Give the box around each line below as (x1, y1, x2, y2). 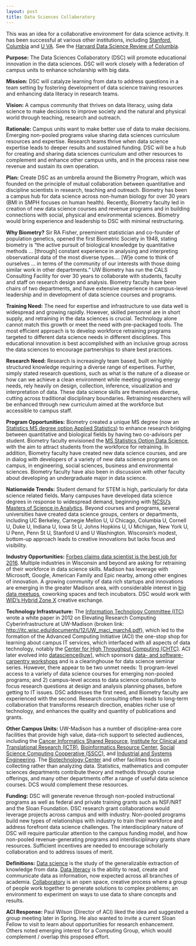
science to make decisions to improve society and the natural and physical (6, 108, 186, 115)
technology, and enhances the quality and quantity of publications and (6, 707, 176, 714)
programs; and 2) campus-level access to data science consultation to (6, 676, 177, 683)
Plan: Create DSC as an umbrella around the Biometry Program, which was (6, 174, 187, 181)
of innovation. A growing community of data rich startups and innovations (6, 578, 184, 585)
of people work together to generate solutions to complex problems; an (6, 885, 178, 892)
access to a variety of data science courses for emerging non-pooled (6, 670, 174, 677)
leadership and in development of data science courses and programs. (6, 291, 177, 298)
